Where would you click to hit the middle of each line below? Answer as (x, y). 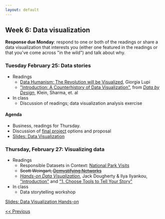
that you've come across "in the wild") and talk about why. (65, 52)
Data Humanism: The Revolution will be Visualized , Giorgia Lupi (85, 82)
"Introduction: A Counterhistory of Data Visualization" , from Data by (90, 87)
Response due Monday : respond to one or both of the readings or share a (82, 42)
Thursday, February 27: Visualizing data (55, 149)
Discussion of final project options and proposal (62, 131)
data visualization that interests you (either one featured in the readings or (81, 47)
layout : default (22, 10)
